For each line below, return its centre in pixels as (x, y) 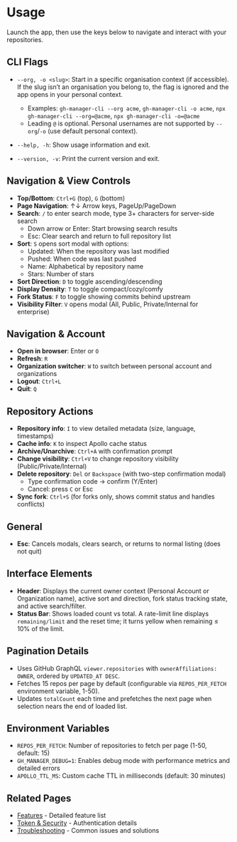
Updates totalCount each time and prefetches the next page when (114, 698)
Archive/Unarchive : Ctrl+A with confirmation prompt (95, 451)
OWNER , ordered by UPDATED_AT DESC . (68, 676)
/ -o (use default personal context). (88, 131)
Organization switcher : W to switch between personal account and (114, 366)
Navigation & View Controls (68, 181)
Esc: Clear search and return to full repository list (99, 236)
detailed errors (39, 768)
